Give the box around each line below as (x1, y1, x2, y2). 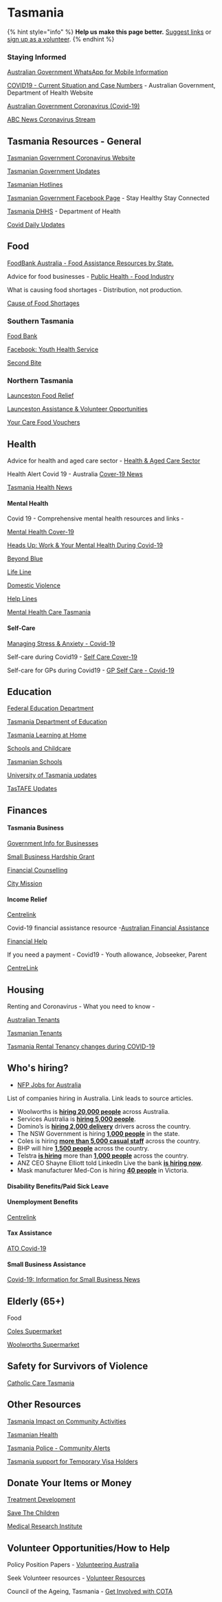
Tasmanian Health (7, 1430, 58, 1438)
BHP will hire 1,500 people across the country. (16, 1144, 150, 1152)
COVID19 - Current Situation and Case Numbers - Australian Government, (7, 81, 216, 90)
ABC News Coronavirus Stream (7, 115, 96, 124)
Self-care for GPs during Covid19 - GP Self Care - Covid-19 (7, 666, 175, 674)
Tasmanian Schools (7, 758, 63, 766)
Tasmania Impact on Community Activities (7, 1417, 126, 1425)
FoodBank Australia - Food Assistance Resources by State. (7, 259, 174, 267)
